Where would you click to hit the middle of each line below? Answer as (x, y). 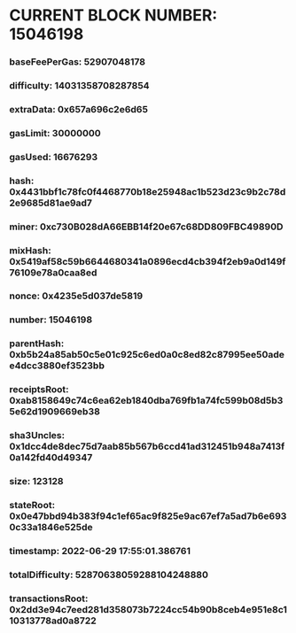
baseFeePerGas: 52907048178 (78, 62)
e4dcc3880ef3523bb (57, 366)
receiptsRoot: (39, 390)
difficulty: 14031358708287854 (79, 86)
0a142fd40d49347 (51, 458)
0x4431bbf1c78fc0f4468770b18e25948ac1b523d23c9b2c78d (148, 191)
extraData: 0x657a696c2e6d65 (79, 109)
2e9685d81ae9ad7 (51, 203)
